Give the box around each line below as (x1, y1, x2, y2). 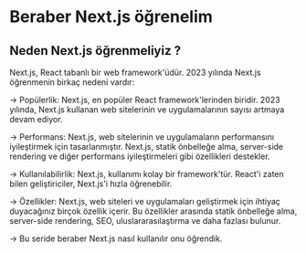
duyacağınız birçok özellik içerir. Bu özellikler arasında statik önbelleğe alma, (9, 206, 298, 216)
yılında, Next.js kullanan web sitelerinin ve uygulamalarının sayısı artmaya (9, 104, 285, 115)
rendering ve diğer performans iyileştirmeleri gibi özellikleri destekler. (9, 151, 271, 162)
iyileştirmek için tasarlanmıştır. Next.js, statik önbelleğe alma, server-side (9, 142, 284, 152)
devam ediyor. (9, 114, 63, 124)
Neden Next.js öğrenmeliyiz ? (9, 43, 181, 58)
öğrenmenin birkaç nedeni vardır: (9, 77, 135, 88)
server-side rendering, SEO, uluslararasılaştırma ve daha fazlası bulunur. (9, 216, 281, 226)
